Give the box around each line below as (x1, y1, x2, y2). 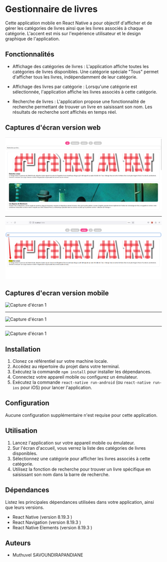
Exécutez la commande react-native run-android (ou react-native (12, 379, 151, 386)
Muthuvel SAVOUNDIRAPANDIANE (12, 552, 83, 558)
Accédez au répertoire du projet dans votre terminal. (12, 364, 120, 370)
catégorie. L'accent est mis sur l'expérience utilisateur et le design (5, 30, 141, 36)
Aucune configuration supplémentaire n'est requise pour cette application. (5, 412, 158, 418)
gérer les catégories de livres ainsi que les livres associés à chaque (5, 25, 143, 31)
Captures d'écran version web (5, 123, 101, 132)
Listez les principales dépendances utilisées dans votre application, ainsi (5, 499, 154, 505)
